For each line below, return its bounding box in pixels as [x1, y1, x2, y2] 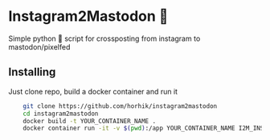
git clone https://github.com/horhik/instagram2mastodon [22, 102, 218, 110]
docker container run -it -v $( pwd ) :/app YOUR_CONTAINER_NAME [22, 124, 235, 133]
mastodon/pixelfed [8, 42, 71, 51]
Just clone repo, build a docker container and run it [8, 86, 178, 96]
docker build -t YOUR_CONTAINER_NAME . [22, 117, 157, 125]
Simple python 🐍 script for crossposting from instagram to [8, 34, 201, 43]
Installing [8, 66, 56, 79]
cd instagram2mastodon [22, 110, 99, 118]
